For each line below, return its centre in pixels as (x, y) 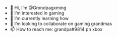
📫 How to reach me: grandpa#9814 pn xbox (56, 29)
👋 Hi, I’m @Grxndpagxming (38, 8)
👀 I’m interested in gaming (37, 13)
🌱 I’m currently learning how (39, 18)
